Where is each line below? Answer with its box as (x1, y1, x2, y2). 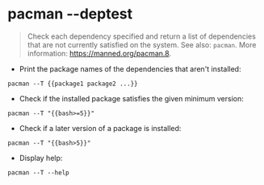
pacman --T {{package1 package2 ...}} (7, 80, 138, 88)
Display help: (19, 153, 63, 162)
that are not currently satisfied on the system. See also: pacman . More (27, 39, 257, 49)
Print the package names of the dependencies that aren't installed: (19, 64, 241, 73)
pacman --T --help (7, 168, 69, 177)
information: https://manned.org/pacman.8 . (27, 48, 171, 58)
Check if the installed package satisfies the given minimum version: (19, 93, 244, 103)
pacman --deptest (7, 5, 133, 23)
